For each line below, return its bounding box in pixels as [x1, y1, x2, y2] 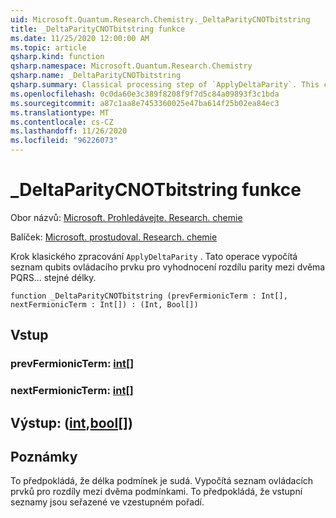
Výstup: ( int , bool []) [10, 414, 133, 431]
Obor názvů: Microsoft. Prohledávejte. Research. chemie [10, 211, 243, 223]
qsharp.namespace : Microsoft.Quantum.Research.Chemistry [10, 61, 253, 71]
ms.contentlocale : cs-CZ [10, 117, 114, 127]
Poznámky [10, 448, 78, 465]
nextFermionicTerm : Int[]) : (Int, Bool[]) [10, 299, 199, 310]
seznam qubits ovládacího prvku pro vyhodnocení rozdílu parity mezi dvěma [10, 261, 326, 273]
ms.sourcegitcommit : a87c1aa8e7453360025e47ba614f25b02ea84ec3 [10, 98, 280, 108]
